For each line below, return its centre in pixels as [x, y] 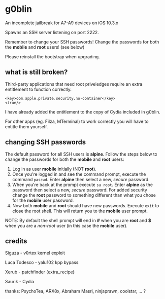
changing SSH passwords [46, 142]
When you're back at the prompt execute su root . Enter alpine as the [82, 185]
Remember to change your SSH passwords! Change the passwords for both [82, 42]
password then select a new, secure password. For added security [80, 190]
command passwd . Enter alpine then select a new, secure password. [81, 179]
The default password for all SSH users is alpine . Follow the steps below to [81, 154]
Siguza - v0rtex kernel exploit [35, 253]
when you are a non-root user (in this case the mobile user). [66, 225]
